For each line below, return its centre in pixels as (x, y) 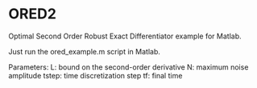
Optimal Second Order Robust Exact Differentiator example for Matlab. (125, 36)
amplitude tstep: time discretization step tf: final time (95, 75)
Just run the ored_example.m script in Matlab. (85, 51)
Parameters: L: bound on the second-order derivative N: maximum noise (128, 67)
